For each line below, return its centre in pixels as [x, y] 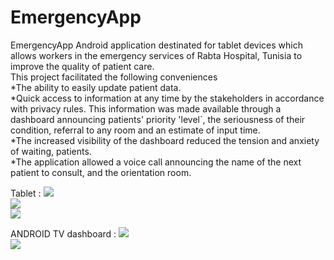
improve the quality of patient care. [82, 66]
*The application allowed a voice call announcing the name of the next [156, 162]
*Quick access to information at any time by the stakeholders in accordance [167, 98]
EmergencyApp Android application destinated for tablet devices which [156, 45]
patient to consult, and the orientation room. [101, 172]
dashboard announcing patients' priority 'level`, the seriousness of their [158, 119]
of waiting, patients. [51, 151]
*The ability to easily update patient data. [96, 87]
